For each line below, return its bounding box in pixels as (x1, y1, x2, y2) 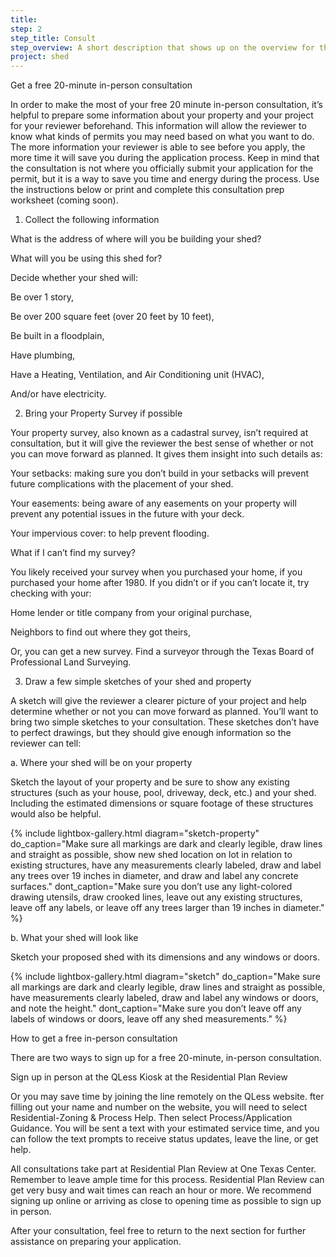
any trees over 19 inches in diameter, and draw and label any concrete (10, 870, 299, 882)
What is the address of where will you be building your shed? (10, 233, 262, 245)
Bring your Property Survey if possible (24, 407, 183, 420)
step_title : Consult (10, 33, 97, 43)
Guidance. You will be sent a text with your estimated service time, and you (10, 1122, 320, 1135)
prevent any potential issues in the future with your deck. (10, 508, 245, 520)
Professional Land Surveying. (10, 656, 132, 668)
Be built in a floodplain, (10, 330, 105, 342)
